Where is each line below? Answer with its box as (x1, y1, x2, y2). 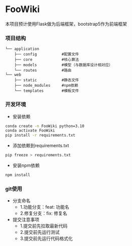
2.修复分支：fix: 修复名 (20, 210, 68, 216)
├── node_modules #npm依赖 (14, 83, 79, 88)
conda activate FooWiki (5, 128, 55, 133)
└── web (5, 72, 22, 78)
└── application (5, 46, 39, 51)
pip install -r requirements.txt (5, 133, 76, 138)
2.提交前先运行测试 (20, 229, 60, 235)
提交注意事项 (12, 217, 39, 223)
